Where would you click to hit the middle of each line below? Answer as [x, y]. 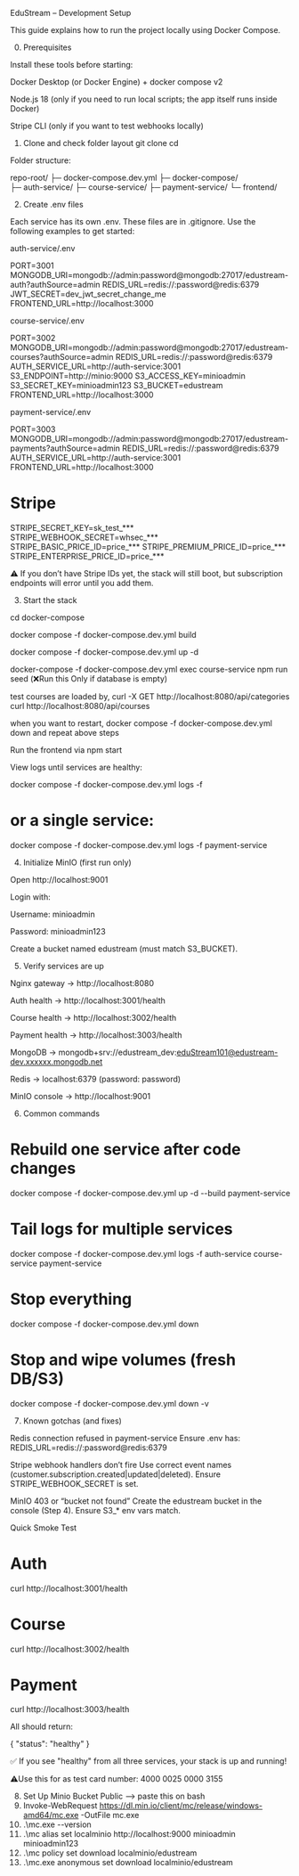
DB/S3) [37, 1378]
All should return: [42, 1726]
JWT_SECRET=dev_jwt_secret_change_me [89, 294]
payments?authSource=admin [65, 448]
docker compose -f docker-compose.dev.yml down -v [110, 1403]
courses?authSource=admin [62, 357]
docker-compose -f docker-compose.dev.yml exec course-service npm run [149, 669]
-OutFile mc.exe [110, 1815]
